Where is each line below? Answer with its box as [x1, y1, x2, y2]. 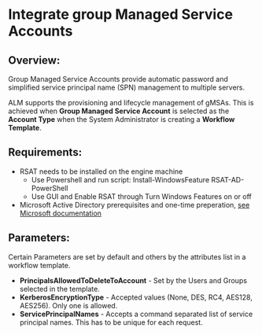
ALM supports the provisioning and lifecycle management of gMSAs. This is [8, 98, 254, 107]
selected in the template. [19, 284, 100, 293]
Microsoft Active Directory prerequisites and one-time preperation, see [19, 200, 250, 209]
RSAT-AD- [211, 175, 245, 184]
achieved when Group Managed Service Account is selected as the [8, 106, 230, 116]
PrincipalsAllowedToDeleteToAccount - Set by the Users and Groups [19, 275, 248, 285]
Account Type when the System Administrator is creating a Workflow [8, 115, 235, 123]
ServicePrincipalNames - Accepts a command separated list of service [19, 309, 253, 318]
